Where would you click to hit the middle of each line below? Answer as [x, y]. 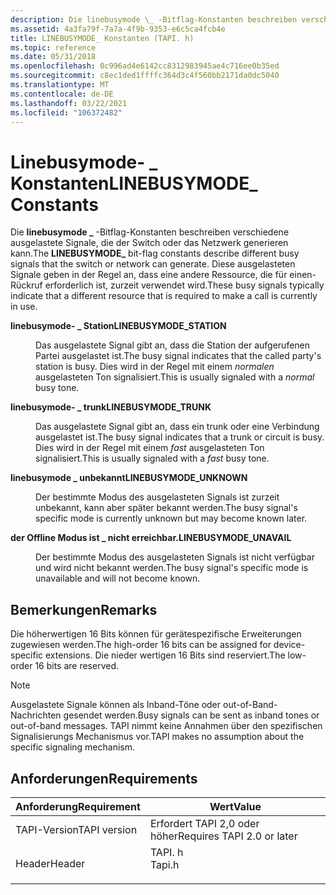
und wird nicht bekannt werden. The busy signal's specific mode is [172, 568]
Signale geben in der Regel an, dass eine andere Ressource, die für [149, 275]
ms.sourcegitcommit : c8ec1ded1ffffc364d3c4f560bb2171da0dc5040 [145, 76]
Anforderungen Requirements [104, 778]
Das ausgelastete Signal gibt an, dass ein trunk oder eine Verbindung [177, 427]
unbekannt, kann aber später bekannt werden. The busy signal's [166, 508]
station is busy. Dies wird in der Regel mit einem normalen [155, 367]
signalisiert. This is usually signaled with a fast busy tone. [152, 458]
